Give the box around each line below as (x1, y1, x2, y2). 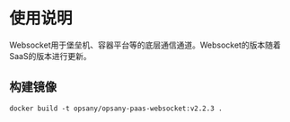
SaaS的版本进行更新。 (9, 50, 92, 61)
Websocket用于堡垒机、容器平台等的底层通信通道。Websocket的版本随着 (9, 39, 281, 50)
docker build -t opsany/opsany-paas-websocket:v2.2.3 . (9, 104, 223, 113)
